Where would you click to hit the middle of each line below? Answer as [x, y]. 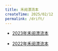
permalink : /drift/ [25, 19]
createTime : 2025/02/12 [29, 14]
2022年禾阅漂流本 [30, 44]
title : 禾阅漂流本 [22, 10]
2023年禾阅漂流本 [30, 33]
